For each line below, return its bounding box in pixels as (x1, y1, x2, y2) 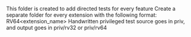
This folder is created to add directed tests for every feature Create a (6, 5, 176, 12)
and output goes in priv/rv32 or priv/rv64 (6, 24, 107, 31)
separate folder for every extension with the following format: (6, 11, 157, 18)
